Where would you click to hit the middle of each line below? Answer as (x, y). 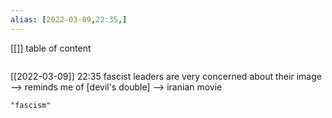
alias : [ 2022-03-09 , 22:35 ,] (69, 19)
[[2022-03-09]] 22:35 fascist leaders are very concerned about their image (166, 76)
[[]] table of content (51, 48)
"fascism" (31, 105)
